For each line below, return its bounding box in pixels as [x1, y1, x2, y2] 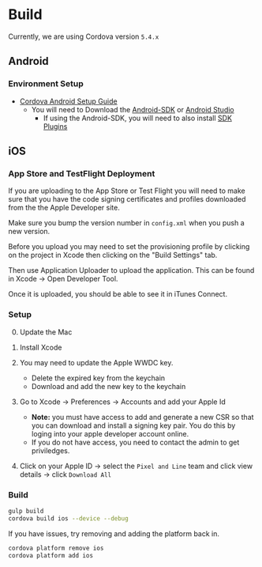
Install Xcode [19, 342, 62, 352]
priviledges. [31, 445, 70, 455]
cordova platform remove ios [8, 544, 104, 552]
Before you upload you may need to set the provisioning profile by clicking [8, 242, 250, 251]
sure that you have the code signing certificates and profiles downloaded [8, 195, 246, 204]
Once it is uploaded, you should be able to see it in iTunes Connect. [8, 289, 227, 299]
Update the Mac [19, 327, 73, 337]
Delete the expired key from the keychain [31, 373, 166, 383]
